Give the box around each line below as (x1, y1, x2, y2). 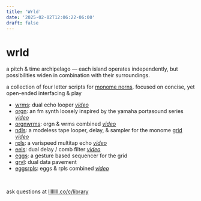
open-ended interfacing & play (6, 90, 82, 97)
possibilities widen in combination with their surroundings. (6, 72, 150, 79)
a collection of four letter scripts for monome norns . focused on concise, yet (6, 83, 195, 90)
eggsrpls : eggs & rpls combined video (14, 165, 109, 172)
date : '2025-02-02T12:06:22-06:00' (6, 14, 95, 20)
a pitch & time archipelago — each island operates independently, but (6, 65, 178, 72)
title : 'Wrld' (6, 8, 42, 15)
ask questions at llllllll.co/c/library (6, 188, 89, 195)
